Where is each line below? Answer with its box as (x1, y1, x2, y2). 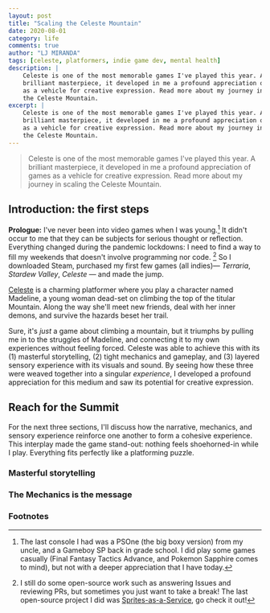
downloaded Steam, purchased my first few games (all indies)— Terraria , (8, 261, 251, 270)
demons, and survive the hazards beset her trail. (8, 311, 169, 320)
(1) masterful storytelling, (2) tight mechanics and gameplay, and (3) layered (8, 352, 260, 361)
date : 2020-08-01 (8, 27, 67, 35)
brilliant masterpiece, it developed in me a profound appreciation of (27, 162, 252, 171)
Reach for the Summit (8, 401, 119, 414)
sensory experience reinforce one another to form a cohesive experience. (8, 430, 253, 440)
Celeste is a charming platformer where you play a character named (8, 285, 234, 294)
